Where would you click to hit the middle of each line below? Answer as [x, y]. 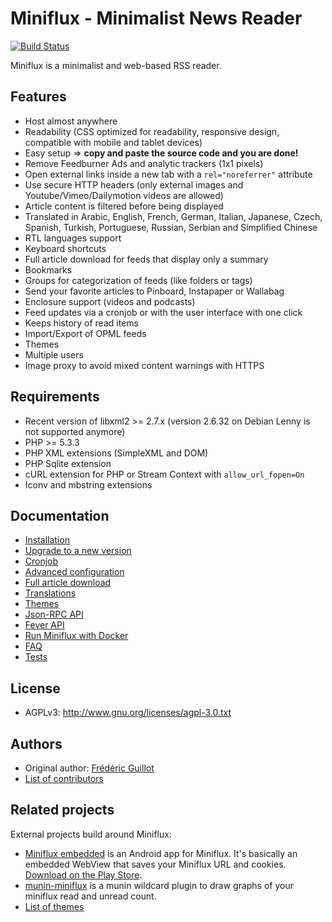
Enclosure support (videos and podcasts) [110, 301]
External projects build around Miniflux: [91, 834]
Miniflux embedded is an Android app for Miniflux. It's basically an [161, 853]
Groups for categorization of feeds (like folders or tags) [138, 280]
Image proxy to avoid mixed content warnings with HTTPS [144, 365]
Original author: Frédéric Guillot [89, 768]
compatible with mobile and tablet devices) [113, 142]
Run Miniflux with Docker [76, 636]
